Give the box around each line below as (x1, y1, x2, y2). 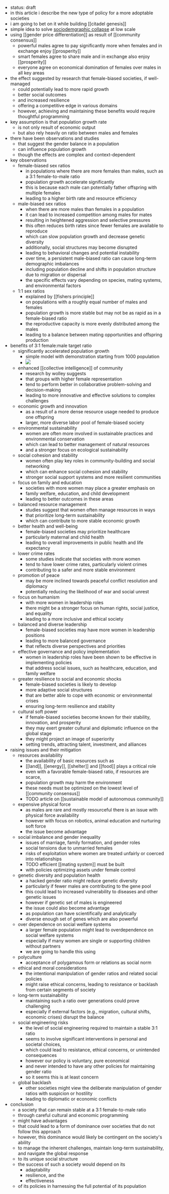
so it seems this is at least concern (25, 1074, 99, 1080)
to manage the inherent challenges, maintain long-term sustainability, (17, 1145, 164, 1151)
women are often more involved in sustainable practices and (25, 431, 153, 436)
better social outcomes (17, 92, 67, 98)
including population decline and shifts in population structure (25, 266, 156, 272)
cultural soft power (17, 708, 58, 715)
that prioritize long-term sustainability (25, 512, 105, 518)
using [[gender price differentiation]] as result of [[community (10, 32, 141, 37)
